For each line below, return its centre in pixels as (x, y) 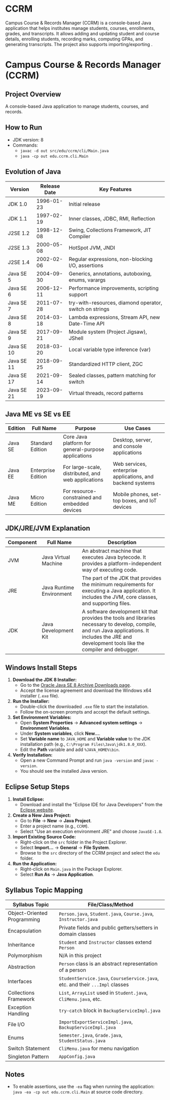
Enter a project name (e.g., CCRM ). (54, 826)
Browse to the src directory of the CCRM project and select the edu (90, 853)
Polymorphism (25, 955)
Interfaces (20, 981)
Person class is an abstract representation (108, 963)
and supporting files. (106, 603)
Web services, (130, 464)
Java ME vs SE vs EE (38, 414)
